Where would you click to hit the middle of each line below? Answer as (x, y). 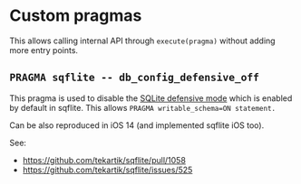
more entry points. (44, 50)
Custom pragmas (76, 16)
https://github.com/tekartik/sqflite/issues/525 (107, 170)
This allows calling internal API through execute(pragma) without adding (142, 41)
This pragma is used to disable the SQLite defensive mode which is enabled (151, 98)
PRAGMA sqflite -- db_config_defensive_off (135, 78)
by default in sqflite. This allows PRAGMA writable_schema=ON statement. (143, 107)
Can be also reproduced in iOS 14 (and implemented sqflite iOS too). (137, 125)
